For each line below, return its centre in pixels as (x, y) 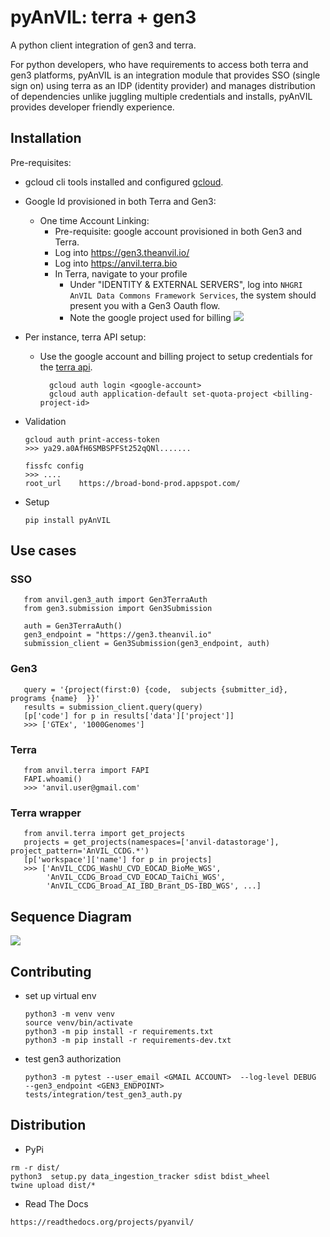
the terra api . (66, 367)
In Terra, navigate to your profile (121, 273)
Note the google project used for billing (150, 317)
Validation (45, 421)
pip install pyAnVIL (67, 520)
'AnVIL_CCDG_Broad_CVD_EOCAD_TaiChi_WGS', (136, 877)
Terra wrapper (46, 813)
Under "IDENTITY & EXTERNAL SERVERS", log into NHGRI (186, 284)
